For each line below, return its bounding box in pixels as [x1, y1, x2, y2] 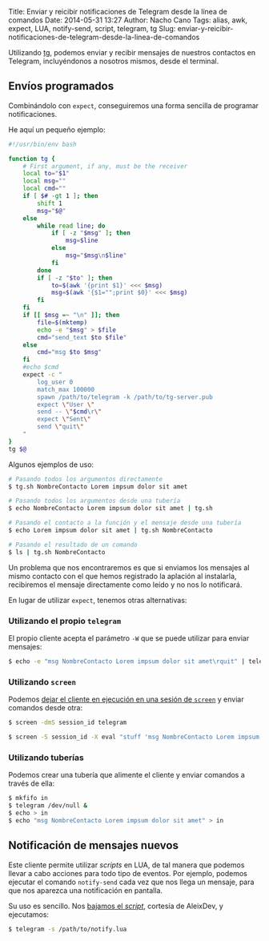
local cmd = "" [22, 184, 66, 193]
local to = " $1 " [22, 170, 70, 178]
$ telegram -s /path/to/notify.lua [8, 925, 127, 933]
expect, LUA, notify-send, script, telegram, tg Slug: [8, 24, 176, 33]
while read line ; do [37, 222, 106, 230]
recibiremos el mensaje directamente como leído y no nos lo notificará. [8, 580, 243, 589]
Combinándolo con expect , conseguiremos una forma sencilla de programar [8, 100, 259, 111]
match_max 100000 [37, 385, 94, 393]
